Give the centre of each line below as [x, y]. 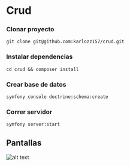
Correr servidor [29, 112]
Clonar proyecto [30, 29]
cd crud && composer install [43, 69]
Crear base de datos [36, 84]
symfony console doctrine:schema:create [58, 97]
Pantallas [24, 143]
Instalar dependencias [40, 57]
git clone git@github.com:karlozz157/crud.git [65, 42]
